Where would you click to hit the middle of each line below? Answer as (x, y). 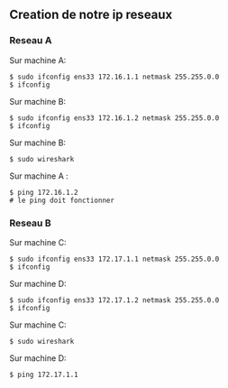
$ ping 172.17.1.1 (44, 374)
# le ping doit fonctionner (62, 200)
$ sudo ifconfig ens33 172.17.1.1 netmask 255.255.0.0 (114, 259)
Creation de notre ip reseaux (91, 15)
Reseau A (31, 41)
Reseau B (30, 223)
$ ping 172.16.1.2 (44, 192)
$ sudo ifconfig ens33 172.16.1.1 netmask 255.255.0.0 (114, 77)
